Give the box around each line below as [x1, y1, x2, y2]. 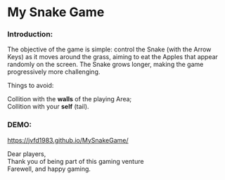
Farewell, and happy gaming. [7, 165, 91, 173]
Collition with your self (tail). [7, 103, 89, 111]
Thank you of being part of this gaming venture [7, 157, 144, 165]
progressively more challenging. [7, 67, 101, 76]
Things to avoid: [7, 82, 54, 90]
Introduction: [7, 30, 53, 39]
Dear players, [7, 149, 46, 158]
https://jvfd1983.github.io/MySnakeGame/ [7, 136, 129, 144]
